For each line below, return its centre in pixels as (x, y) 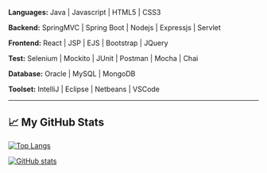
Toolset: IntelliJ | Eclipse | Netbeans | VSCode (84, 89)
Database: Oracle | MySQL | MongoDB (72, 74)
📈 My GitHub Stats (56, 123)
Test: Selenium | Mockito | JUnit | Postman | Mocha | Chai (103, 58)
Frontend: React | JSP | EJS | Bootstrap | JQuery (88, 43)
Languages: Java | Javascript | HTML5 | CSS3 (85, 12)
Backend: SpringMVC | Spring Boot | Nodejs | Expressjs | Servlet (114, 27)
